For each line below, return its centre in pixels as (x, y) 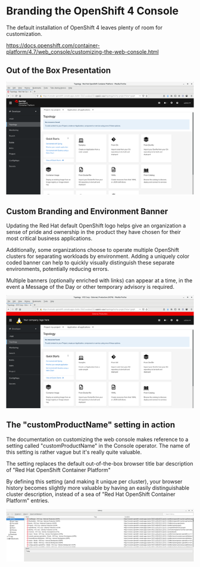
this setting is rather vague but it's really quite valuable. (74, 452)
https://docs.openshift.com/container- (53, 45)
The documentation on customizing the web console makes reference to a (97, 439)
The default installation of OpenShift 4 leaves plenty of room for (84, 27)
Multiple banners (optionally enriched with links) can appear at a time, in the (99, 281)
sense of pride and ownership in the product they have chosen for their (93, 232)
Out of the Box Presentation (59, 71)
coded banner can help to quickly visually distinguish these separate (90, 263)
